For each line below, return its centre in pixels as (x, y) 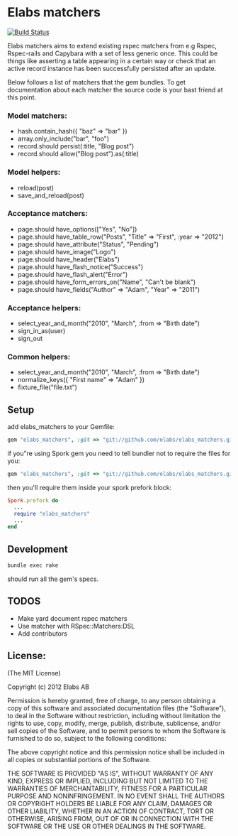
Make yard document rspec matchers (72, 618)
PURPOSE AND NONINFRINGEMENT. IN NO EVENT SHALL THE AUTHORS (116, 796)
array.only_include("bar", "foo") (63, 139)
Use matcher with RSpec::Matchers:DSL (76, 626)
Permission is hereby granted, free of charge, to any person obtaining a (112, 700)
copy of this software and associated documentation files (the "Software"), (117, 708)
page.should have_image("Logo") (67, 251)
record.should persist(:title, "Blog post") (76, 146)
